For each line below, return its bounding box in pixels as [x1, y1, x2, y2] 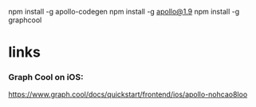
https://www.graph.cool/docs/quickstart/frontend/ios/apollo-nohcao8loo [8, 89, 248, 99]
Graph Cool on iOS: [8, 72, 84, 83]
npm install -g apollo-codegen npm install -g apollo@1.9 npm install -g [8, 7, 240, 16]
